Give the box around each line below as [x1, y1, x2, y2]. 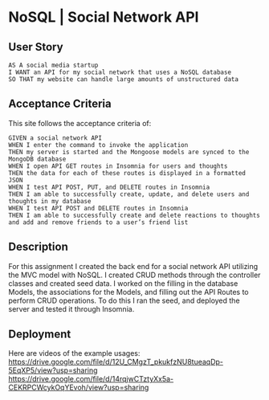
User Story [8, 40, 63, 54]
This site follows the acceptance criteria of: [8, 118, 152, 128]
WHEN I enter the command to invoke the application [8, 141, 189, 149]
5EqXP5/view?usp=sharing [8, 365, 98, 375]
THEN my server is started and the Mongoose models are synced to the [8, 148, 250, 156]
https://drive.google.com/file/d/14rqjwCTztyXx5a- [8, 374, 174, 384]
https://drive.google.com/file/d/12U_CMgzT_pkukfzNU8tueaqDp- [8, 357, 223, 367]
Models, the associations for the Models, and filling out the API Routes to [8, 287, 249, 296]
